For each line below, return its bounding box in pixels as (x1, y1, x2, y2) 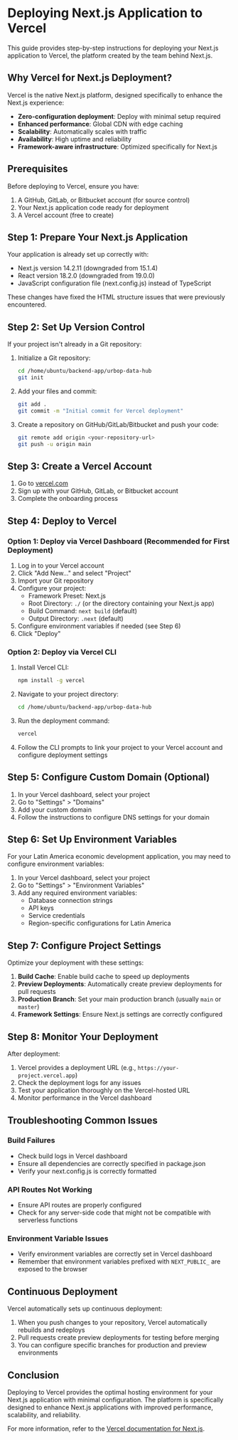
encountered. (7, 300, 47, 309)
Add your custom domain (17, 805, 92, 814)
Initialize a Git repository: (17, 354, 91, 362)
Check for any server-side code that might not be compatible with (17, 1208, 211, 1217)
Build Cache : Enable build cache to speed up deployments (17, 973, 190, 981)
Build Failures (7, 1135, 55, 1145)
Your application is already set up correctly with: (7, 250, 149, 259)
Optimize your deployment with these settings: (7, 958, 144, 967)
